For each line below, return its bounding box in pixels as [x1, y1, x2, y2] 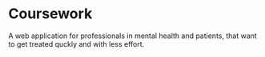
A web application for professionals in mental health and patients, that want [8, 31, 258, 40]
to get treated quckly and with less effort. [8, 39, 145, 48]
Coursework [8, 5, 93, 23]
